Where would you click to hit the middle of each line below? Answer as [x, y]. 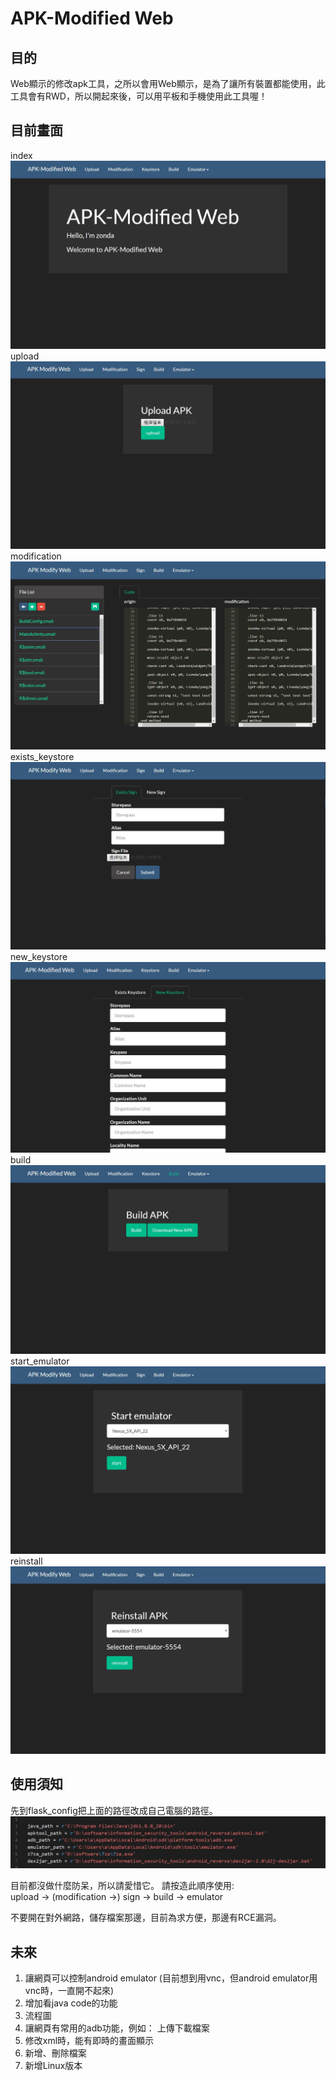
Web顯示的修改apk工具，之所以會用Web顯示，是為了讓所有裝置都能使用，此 [168, 83]
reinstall [26, 1561]
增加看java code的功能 [71, 2003]
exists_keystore [42, 756]
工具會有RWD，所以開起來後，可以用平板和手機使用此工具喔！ [139, 96]
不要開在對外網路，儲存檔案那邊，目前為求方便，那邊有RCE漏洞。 [146, 1918]
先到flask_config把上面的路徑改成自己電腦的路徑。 [114, 1810]
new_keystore [39, 956]
